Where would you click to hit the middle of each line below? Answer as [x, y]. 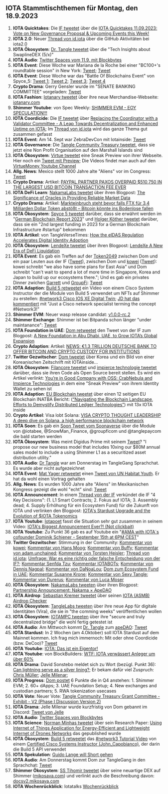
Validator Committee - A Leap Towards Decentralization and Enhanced [85, 123]
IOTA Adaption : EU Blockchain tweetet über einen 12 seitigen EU [79, 394]
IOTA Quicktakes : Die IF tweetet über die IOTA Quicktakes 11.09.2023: [85, 28]
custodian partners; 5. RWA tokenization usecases [65, 691]
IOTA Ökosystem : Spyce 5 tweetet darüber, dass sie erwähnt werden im [87, 214]
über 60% [23, 659]
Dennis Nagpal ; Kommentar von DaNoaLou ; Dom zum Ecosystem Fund [86, 569]
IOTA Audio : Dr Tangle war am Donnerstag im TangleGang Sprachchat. [86, 463]
